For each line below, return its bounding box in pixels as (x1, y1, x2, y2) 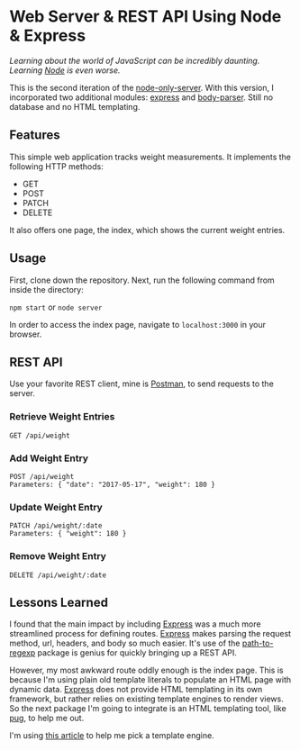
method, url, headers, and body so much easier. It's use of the (9, 637, 241, 649)
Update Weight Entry (9, 501, 104, 513)
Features (9, 128, 60, 143)
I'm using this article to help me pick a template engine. (9, 730, 214, 741)
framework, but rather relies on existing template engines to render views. (9, 693, 284, 704)
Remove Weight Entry (9, 550, 106, 563)
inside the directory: (9, 284, 84, 294)
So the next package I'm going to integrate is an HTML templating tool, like (9, 703, 286, 714)
